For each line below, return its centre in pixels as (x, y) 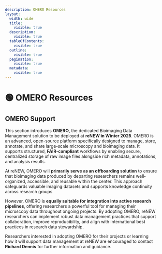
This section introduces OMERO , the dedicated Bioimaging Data (69, 130)
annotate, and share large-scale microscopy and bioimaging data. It (73, 146)
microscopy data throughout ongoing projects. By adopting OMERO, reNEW (80, 211)
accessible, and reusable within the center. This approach (85, 181)
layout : (13, 14)
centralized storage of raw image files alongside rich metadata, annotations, (81, 156)
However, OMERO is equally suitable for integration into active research (78, 201)
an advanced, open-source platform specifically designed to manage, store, (81, 141)
